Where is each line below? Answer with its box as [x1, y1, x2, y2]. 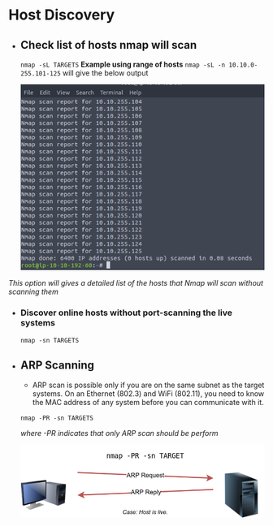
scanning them [8, 287, 58, 296]
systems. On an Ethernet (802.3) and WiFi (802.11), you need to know [32, 388, 265, 399]
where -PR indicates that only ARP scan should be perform [19, 428, 219, 438]
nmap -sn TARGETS [19, 337, 80, 345]
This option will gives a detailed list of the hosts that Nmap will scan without [8, 278, 264, 287]
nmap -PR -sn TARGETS [19, 414, 93, 422]
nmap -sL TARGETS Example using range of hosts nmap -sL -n [19, 59, 226, 69]
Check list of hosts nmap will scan [19, 38, 197, 52]
